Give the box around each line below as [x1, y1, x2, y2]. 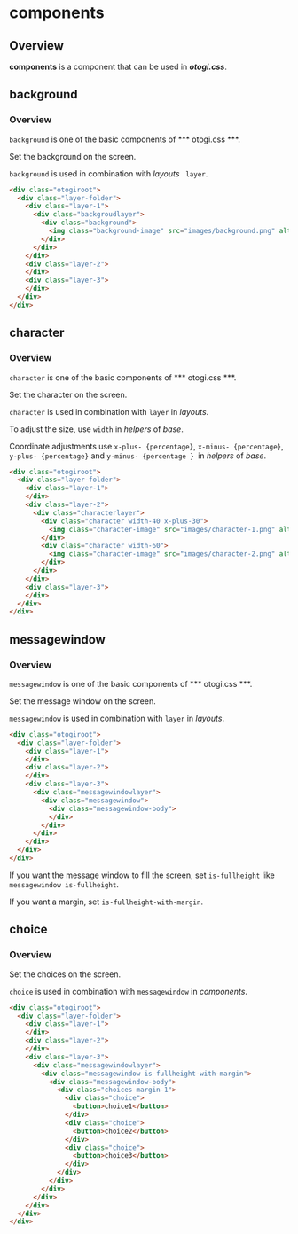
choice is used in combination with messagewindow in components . [9, 986, 248, 996]
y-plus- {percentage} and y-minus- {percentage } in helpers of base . [9, 450, 267, 461]
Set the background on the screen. [9, 151, 137, 161]
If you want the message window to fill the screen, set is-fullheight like [9, 870, 275, 880]
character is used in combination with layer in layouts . [9, 406, 209, 417]
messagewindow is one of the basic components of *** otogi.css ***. [9, 678, 253, 689]
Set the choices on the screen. [9, 969, 122, 980]
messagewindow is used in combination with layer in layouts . [9, 713, 224, 723]
